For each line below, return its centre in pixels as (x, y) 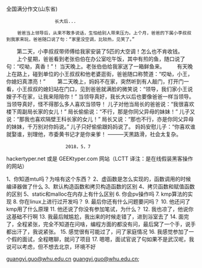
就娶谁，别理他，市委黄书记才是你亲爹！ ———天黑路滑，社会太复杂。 (94, 134)
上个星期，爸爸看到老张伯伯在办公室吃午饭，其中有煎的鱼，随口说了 (101, 59)
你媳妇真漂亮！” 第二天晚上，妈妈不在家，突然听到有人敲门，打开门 (95, 81)
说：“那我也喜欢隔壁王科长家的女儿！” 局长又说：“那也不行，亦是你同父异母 (100, 119)
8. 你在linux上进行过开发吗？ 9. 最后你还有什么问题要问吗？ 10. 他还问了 (102, 201)
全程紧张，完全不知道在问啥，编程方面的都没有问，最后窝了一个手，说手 (106, 224)
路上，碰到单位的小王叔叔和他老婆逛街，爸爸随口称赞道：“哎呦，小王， (105, 74)
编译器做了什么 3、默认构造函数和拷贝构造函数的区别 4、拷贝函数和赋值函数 (101, 186)
